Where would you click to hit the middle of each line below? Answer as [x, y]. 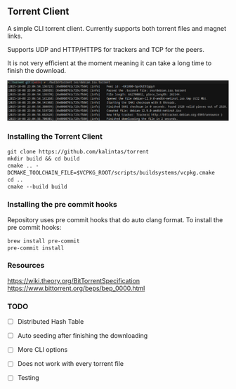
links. [15, 36]
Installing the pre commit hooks [62, 205]
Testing [28, 378]
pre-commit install [36, 248]
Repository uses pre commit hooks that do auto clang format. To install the [115, 219]
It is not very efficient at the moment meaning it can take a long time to [110, 63]
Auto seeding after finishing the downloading [83, 336]
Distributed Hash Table [51, 322]
